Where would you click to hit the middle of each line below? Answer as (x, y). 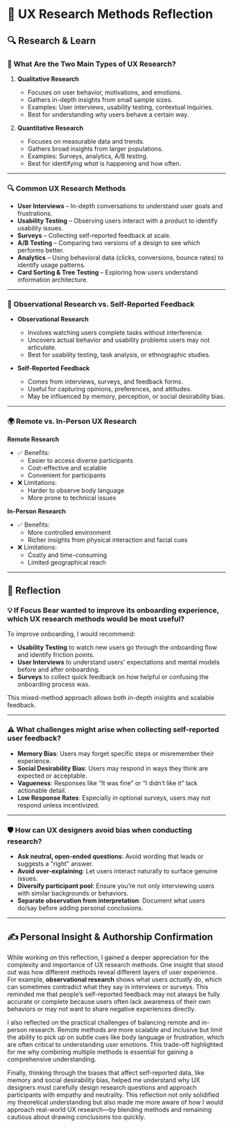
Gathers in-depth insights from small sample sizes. (100, 99)
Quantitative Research (50, 128)
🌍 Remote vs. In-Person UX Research (72, 421)
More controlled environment (69, 532)
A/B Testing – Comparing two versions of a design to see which (109, 243)
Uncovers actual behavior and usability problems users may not (119, 340)
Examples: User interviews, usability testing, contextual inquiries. (120, 107)
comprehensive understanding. (52, 1059)
